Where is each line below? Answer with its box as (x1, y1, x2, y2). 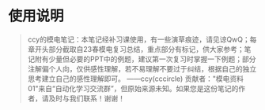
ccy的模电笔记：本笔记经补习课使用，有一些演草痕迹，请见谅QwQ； (27, 35, 251, 44)
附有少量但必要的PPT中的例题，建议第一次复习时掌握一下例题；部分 (34, 54, 256, 64)
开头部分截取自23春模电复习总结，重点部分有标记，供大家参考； (34, 44, 244, 53)
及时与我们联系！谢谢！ (48, 93, 125, 103)
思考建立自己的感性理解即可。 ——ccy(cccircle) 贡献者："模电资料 (27, 74, 244, 83)
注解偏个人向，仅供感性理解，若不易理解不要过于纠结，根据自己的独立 (27, 64, 257, 73)
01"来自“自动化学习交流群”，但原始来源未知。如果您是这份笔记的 (27, 83, 239, 93)
